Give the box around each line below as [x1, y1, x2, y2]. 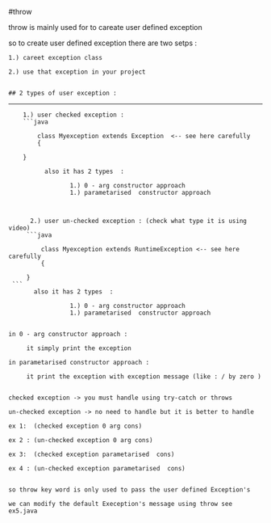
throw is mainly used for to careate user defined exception [8, 23, 203, 32]
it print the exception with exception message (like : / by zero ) [26, 373, 262, 381]
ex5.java [8, 507, 38, 515]
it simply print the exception [26, 344, 131, 352]
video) [8, 224, 31, 232]
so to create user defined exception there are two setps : [8, 38, 198, 48]
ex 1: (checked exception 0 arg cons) [8, 422, 143, 430]
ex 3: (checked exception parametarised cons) [8, 450, 175, 458]
